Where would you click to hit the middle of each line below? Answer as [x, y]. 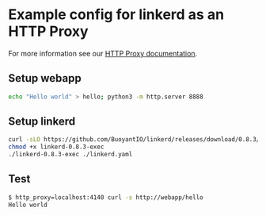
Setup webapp [45, 78]
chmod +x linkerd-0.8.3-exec [56, 147]
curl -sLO [25, 140]
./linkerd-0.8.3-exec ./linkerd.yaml [70, 155]
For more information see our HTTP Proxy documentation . [103, 53]
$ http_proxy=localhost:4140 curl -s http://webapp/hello [106, 197]
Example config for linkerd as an [116, 15]
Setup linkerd [42, 122]
